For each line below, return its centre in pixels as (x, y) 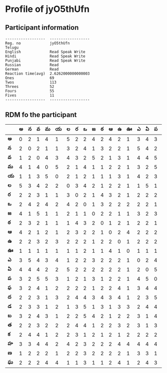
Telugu (12, 48)
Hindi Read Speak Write (45, 56)
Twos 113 (31, 82)
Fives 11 (30, 95)
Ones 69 (30, 78)
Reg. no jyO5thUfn (38, 43)
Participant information (42, 28)
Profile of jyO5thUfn (47, 9)
